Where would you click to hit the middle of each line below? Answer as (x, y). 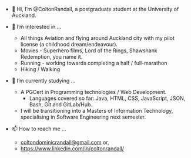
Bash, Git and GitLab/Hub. (61, 105)
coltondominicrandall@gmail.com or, (65, 142)
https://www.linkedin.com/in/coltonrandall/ (72, 149)
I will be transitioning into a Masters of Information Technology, (97, 111)
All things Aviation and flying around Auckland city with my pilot (98, 38)
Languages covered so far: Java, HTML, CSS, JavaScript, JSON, (107, 98)
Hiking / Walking (40, 69)
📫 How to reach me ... (39, 129)
